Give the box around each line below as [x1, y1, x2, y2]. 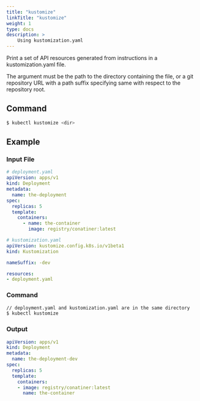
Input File [6, 155, 35, 163]
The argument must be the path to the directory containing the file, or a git [6, 73, 194, 80]
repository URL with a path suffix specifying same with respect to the [6, 79, 181, 86]
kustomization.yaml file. [6, 61, 66, 68]
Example [6, 137, 40, 147]
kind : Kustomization [6, 248, 59, 254]
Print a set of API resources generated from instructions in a [6, 55, 158, 61]
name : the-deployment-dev [12, 356, 78, 362]
